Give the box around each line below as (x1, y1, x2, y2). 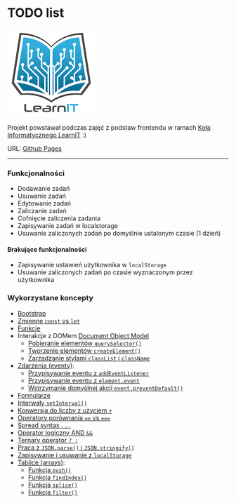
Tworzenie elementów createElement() (27, 346, 141, 355)
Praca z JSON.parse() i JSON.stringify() (17, 443, 135, 452)
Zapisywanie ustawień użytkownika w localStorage (17, 261, 167, 269)
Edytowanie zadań (17, 199, 72, 208)
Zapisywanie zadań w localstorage (17, 222, 118, 230)
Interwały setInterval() (17, 398, 88, 407)
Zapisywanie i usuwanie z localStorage (17, 450, 132, 459)
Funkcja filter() (27, 488, 78, 496)
